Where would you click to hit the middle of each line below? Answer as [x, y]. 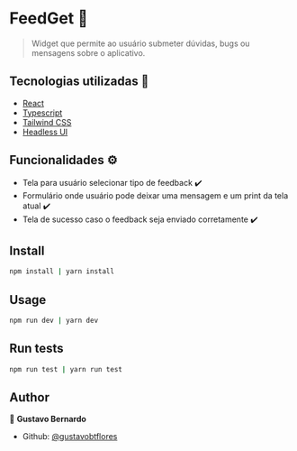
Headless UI [45, 132]
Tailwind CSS [47, 122]
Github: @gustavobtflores [70, 437]
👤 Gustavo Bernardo [48, 419]
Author [29, 397]
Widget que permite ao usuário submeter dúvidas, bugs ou [140, 43]
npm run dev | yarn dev [54, 321]
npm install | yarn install [62, 272]
